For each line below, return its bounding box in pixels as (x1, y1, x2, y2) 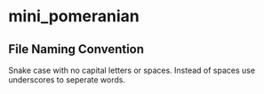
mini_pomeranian (8, 6, 140, 27)
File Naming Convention (8, 42, 144, 57)
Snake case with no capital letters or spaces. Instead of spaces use (8, 65, 255, 75)
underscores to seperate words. (8, 74, 126, 85)
